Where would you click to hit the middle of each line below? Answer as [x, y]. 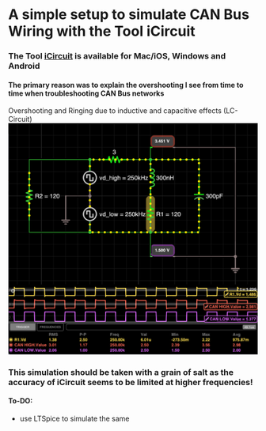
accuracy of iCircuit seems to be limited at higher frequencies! [131, 382]
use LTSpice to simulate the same [74, 418]
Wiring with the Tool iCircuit [102, 31]
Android [24, 66]
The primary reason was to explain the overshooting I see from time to [126, 85]
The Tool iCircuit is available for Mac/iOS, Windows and [117, 56]
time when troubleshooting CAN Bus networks [86, 93]
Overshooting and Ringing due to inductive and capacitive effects [115, 111]
